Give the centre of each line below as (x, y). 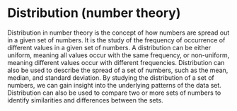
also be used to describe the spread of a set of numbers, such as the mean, (118, 70)
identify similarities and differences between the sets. (86, 100)
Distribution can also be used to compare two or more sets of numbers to (114, 93)
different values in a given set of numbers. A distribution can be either (109, 47)
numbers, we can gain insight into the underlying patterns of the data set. (114, 85)
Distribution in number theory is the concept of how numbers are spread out (118, 33)
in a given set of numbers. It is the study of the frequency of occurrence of (116, 40)
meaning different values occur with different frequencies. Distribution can (116, 62)
